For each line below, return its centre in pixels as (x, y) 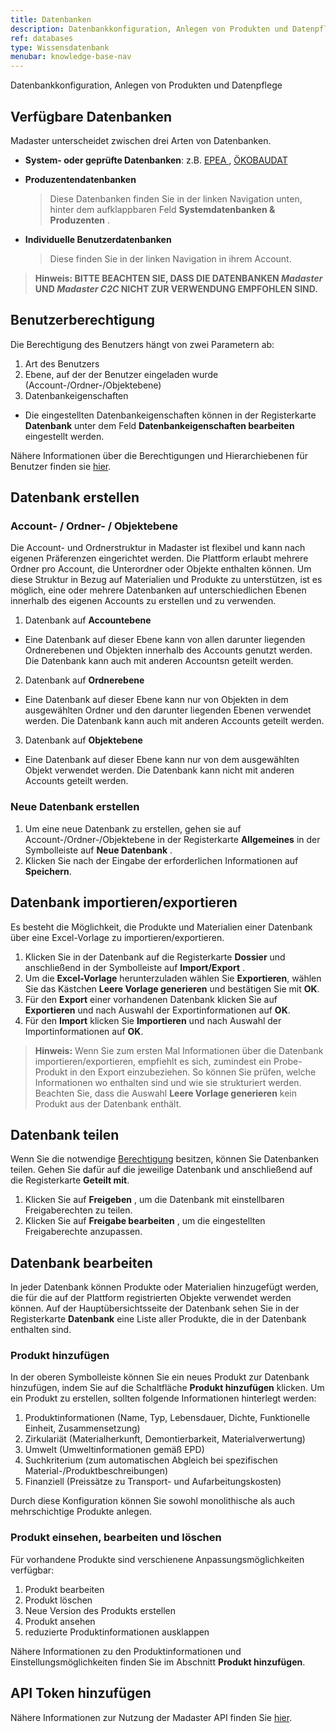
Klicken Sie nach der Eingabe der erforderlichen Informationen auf (161, 860)
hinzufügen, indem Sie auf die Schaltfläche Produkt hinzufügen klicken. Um (167, 1388)
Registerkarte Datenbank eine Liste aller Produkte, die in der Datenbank (158, 1319)
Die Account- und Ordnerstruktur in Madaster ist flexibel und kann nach (158, 548)
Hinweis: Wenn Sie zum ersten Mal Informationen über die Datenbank (179, 1050)
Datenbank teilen (65, 1134)
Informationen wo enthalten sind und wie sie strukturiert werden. (168, 1082)
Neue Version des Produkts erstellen (100, 1610)
